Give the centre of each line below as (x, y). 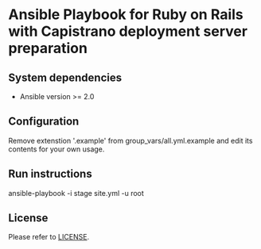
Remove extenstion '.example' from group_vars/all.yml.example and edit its (130, 140)
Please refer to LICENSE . (49, 237)
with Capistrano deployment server (128, 31)
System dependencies (65, 77)
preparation (48, 48)
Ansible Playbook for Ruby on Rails (126, 15)
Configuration (44, 122)
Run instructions (51, 174)
